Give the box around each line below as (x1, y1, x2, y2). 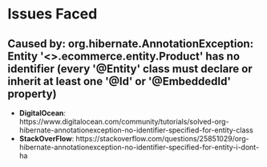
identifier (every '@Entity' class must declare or (7, 62, 253, 75)
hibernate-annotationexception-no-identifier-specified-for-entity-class (18, 125, 253, 135)
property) (7, 87, 57, 100)
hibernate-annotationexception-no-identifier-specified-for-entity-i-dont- (18, 142, 260, 152)
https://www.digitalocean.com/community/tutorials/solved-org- (18, 117, 229, 126)
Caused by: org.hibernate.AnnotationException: (7, 37, 254, 51)
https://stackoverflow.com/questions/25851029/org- (75, 134, 249, 143)
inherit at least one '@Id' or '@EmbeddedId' (7, 74, 232, 88)
